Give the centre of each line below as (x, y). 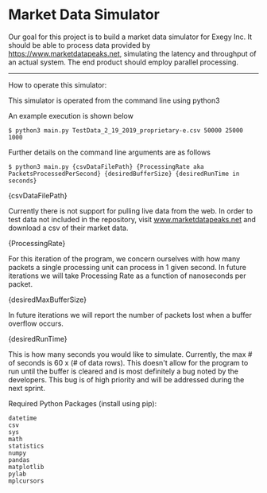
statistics (26, 446)
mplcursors (26, 481)
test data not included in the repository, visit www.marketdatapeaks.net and (132, 219)
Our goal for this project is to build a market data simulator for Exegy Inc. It (130, 37)
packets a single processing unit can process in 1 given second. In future (127, 267)
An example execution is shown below (71, 115)
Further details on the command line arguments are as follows (109, 152)
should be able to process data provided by (79, 45)
